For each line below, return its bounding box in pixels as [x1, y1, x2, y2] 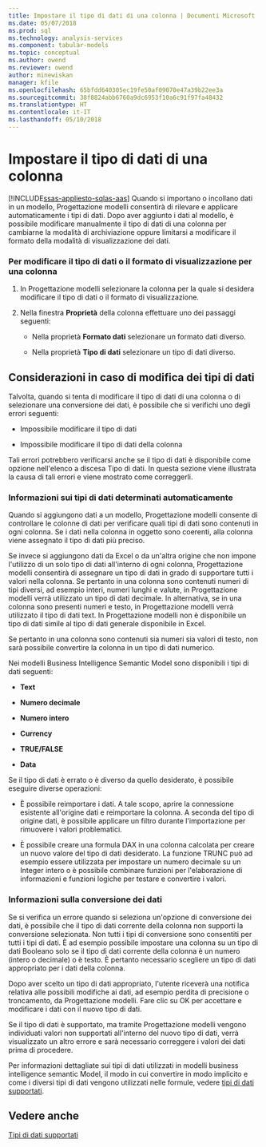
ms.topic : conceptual [8, 49, 81, 57]
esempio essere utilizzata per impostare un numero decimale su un [19, 857, 241, 867]
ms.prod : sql [8, 26, 52, 34]
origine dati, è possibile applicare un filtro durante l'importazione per [19, 816, 246, 826]
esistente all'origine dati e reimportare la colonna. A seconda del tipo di [19, 808, 254, 817]
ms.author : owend [8, 57, 66, 65]
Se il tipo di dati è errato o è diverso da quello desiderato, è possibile [8, 776, 234, 785]
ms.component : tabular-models [8, 42, 109, 50]
